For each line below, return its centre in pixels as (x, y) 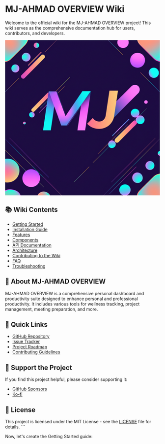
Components (25, 239)
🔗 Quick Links (26, 324)
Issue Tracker (26, 342)
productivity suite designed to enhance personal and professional (72, 299)
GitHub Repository (31, 337)
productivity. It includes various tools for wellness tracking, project (72, 304)
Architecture (25, 250)
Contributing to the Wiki (36, 255)
